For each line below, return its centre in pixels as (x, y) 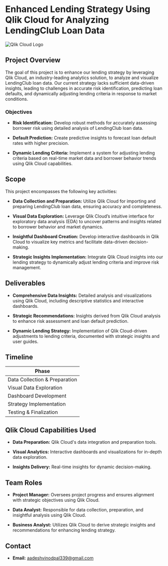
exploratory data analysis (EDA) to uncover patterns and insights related (87, 221)
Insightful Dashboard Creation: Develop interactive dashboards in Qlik (86, 236)
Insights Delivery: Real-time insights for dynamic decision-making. (82, 467)
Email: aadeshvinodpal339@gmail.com (53, 558)
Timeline (19, 357)
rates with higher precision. (41, 143)
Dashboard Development (37, 396)
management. (27, 267)
